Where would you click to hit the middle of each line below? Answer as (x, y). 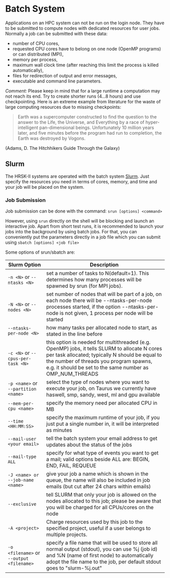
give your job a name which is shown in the (97, 474)
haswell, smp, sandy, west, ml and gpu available (103, 395)
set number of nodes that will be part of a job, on (104, 294)
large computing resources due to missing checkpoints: (63, 107)
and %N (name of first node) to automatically (100, 556)
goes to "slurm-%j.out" (74, 568)
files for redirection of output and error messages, (65, 75)
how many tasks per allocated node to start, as (102, 328)
